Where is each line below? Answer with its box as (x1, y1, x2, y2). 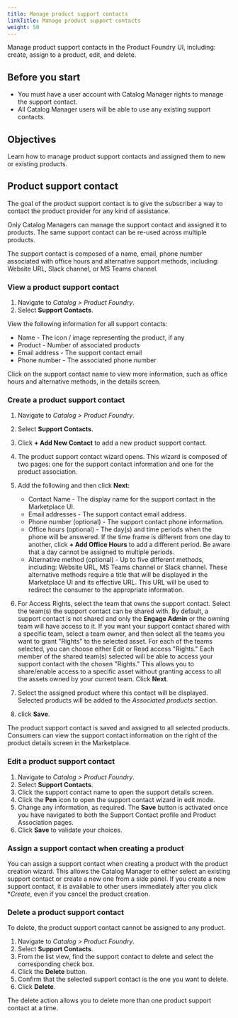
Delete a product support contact (7, 907, 125, 917)
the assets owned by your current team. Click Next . (17, 675, 169, 683)
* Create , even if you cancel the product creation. (7, 889, 150, 898)
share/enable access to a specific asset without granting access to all (17, 667, 222, 676)
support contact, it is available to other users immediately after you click (7, 882, 218, 890)
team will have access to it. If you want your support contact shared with (17, 622, 230, 631)
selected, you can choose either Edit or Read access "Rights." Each (17, 644, 215, 654)
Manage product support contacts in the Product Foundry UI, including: (7, 43, 216, 52)
